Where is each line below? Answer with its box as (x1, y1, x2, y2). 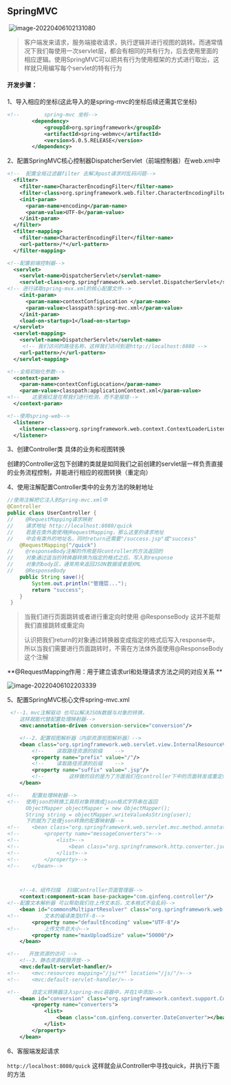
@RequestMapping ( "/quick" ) (19, 541, 97, 548)
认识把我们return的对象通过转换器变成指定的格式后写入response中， (23, 636, 219, 644)
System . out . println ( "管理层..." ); (32, 580, 128, 587)
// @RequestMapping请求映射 (7, 516, 93, 523)
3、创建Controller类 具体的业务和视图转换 (7, 445, 125, 453)
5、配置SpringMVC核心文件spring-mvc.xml (7, 696, 130, 704)
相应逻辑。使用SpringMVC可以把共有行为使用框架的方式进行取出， (23, 55, 214, 63)
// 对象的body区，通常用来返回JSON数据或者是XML (7, 561, 142, 568)
